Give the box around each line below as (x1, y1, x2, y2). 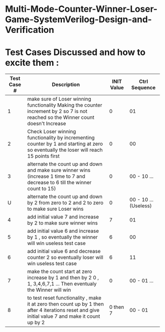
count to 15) (27, 185, 56, 192)
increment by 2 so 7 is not (27, 108, 87, 115)
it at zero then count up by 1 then (27, 301, 104, 307)
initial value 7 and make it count (27, 313, 101, 320)
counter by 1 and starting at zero (27, 140, 103, 147)
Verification (5, 25, 55, 35)
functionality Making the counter (27, 102, 102, 109)
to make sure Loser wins (27, 205, 84, 212)
